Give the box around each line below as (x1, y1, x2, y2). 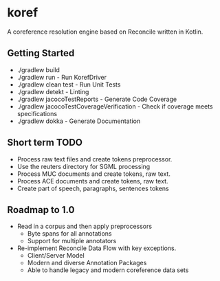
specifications (16, 109, 57, 117)
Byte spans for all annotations (27, 229, 112, 238)
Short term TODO (7, 137, 83, 148)
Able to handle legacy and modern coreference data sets (27, 266, 189, 274)
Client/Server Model (27, 251, 85, 260)
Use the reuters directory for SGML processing (16, 162, 151, 170)
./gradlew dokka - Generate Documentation (16, 117, 141, 125)
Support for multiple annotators (27, 237, 117, 245)
